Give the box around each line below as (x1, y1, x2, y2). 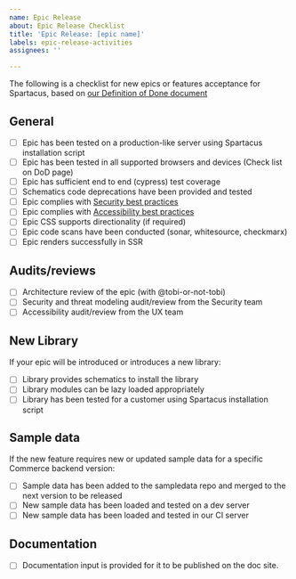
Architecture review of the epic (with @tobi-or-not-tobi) (21, 287, 227, 298)
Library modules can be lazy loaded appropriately (21, 384, 204, 395)
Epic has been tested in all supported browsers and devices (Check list (21, 157, 283, 167)
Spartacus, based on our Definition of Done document (9, 88, 208, 99)
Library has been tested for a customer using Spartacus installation (21, 394, 268, 405)
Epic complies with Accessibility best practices (21, 207, 195, 217)
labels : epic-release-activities (9, 37, 133, 47)
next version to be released (21, 491, 123, 502)
